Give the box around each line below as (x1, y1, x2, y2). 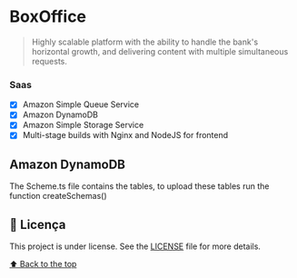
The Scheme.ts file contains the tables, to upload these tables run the (9, 181, 270, 192)
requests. (31, 55, 68, 66)
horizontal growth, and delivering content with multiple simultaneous (31, 45, 289, 56)
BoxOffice (9, 6, 87, 27)
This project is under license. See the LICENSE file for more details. (9, 241, 262, 252)
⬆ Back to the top (9, 259, 77, 270)
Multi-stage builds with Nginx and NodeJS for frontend (22, 130, 229, 141)
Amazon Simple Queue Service (22, 99, 139, 110)
